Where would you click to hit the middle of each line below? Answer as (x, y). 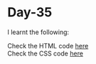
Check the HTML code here (48, 46)
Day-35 (30, 12)
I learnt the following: (38, 32)
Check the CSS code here (46, 53)
